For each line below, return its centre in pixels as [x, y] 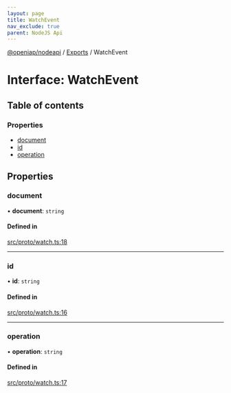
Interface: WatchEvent [73, 80]
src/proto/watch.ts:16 [37, 312]
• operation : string [35, 351]
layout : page [26, 13]
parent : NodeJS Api [35, 33]
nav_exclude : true [33, 26]
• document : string [36, 211]
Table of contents [45, 105]
